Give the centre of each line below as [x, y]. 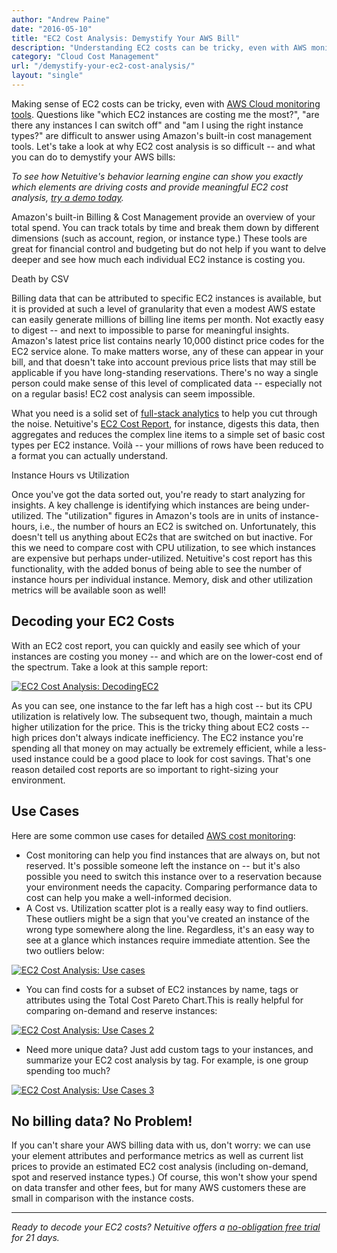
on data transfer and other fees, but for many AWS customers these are [159, 1188]
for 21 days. [35, 1238]
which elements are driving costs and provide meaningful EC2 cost [150, 187]
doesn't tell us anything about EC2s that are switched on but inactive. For [162, 537]
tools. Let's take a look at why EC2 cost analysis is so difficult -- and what [163, 146]
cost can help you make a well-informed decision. [128, 897]
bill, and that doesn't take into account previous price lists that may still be [164, 362]
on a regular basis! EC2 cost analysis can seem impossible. [133, 393]
